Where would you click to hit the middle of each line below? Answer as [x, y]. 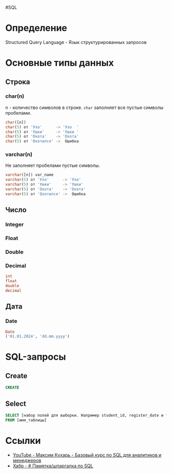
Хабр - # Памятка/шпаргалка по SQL [53, 466]
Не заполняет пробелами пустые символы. [53, 165]
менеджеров [27, 460]
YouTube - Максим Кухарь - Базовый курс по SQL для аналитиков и [87, 455]
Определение [36, 28]
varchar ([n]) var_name [29, 175]
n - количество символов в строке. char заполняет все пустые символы [84, 107]
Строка [18, 82]
